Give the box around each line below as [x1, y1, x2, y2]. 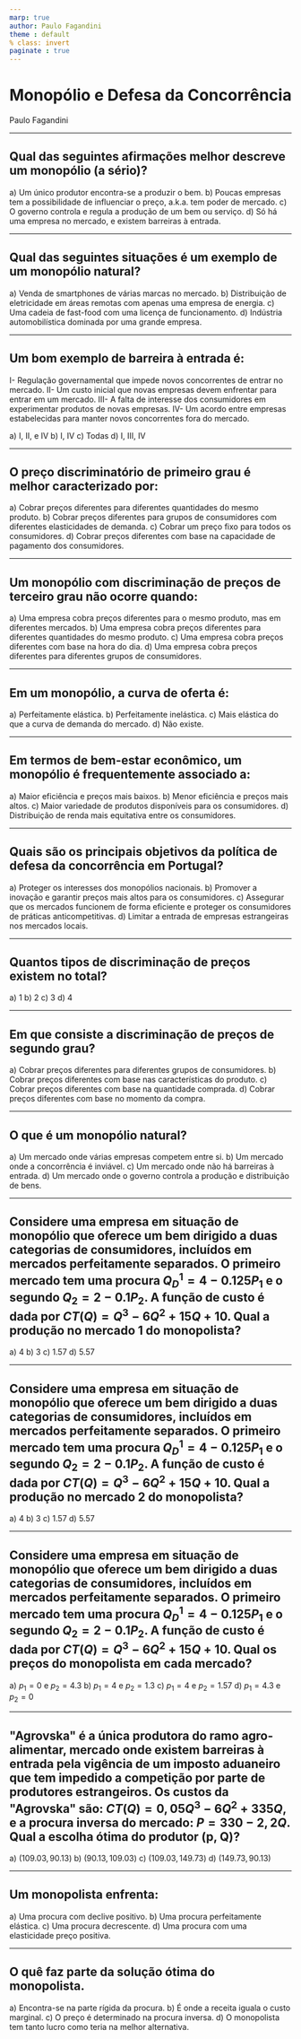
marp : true [9, 13, 50, 22]
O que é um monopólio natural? [9, 1128, 187, 1143]
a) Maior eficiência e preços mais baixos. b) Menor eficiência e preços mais [9, 790, 289, 801]
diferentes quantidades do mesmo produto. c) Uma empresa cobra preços [9, 632, 284, 642]
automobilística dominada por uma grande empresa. [9, 316, 202, 327]
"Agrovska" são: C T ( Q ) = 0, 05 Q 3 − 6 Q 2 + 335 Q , [9, 1798, 287, 1817]
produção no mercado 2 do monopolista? [9, 1489, 244, 1504]
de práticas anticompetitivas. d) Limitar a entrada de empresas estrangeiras [9, 911, 289, 921]
